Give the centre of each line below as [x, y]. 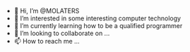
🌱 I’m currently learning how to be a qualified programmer [98, 26]
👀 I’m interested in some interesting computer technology [97, 18]
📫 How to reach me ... [47, 41]
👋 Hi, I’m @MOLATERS [47, 11]
